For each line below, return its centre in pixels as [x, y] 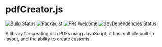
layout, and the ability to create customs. [48, 39]
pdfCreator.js [34, 9]
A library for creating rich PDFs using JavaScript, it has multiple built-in [80, 33]
